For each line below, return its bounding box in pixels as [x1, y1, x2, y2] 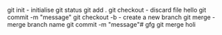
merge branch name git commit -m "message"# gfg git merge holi [7, 21, 196, 28]
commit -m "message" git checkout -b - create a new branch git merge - [7, 13, 216, 21]
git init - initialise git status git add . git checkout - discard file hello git [7, 6, 207, 14]
